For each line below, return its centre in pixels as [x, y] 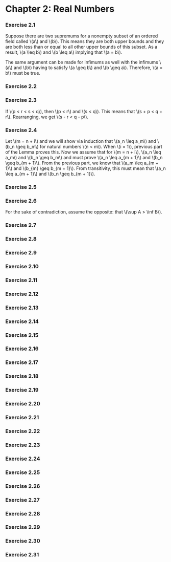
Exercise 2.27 [22, 500]
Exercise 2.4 [21, 130]
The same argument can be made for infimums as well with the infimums [82, 62]
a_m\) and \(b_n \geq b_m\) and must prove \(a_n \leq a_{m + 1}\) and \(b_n [84, 157]
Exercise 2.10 [22, 266]
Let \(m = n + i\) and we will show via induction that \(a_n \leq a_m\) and [81, 141]
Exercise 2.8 [21, 239]
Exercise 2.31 [22, 555]
